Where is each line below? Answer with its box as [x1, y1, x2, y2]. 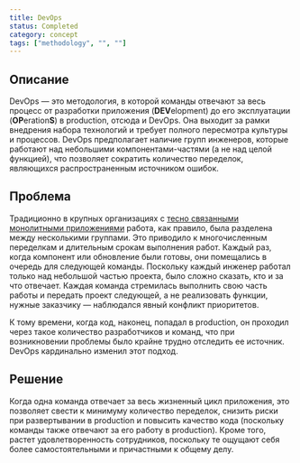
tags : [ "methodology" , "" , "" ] [9, 38, 127, 48]
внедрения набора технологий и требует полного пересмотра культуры [9, 125, 288, 135]
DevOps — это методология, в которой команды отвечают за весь [9, 96, 266, 106]
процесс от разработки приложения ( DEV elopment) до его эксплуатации [9, 106, 291, 116]
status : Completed [9, 22, 78, 31]
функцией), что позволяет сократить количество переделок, [9, 153, 244, 164]
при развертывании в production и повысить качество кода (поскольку [9, 414, 285, 425]
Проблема [9, 189, 72, 204]
